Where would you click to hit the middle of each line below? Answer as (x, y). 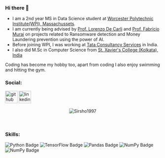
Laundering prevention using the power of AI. (58, 39)
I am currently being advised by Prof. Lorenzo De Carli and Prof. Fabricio (86, 29)
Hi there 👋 (17, 8)
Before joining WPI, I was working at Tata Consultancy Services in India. (85, 45)
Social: (14, 83)
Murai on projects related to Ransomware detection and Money (76, 34)
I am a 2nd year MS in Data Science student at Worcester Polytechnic (83, 19)
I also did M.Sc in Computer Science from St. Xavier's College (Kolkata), (85, 50)
